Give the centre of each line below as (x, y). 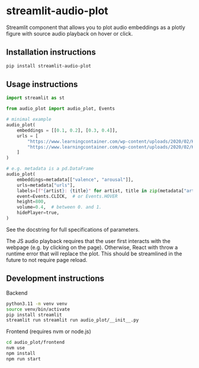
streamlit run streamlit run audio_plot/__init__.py (73, 320)
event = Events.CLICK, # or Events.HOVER (67, 196)
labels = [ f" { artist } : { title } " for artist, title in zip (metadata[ (100, 191)
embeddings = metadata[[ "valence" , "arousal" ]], (75, 180)
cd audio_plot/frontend (36, 343)
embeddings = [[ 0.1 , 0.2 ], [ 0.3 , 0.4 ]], (67, 130)
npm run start (24, 359)
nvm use (16, 348)
